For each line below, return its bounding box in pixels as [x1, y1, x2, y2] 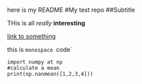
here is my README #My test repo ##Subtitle [7, 6, 136, 14]
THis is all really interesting [7, 19, 86, 27]
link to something [7, 32, 56, 40]
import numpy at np [7, 59, 63, 66]
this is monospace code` [7, 46, 73, 53]
